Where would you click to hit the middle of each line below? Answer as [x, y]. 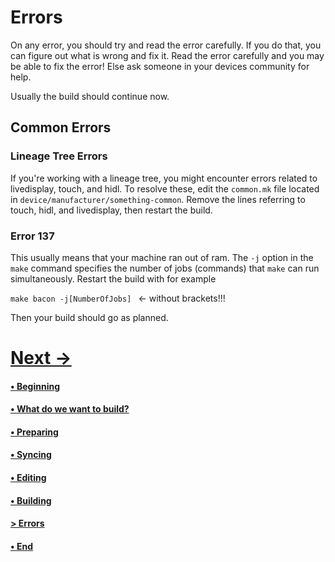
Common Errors [61, 127]
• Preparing [34, 432]
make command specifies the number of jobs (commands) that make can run [165, 268]
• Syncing [31, 455]
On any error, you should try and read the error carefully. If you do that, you [166, 45]
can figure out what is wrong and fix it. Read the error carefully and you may [167, 55]
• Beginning [35, 386]
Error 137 [32, 236]
